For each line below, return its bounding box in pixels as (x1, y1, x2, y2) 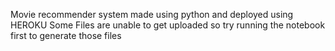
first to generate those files (10, 30, 122, 41)
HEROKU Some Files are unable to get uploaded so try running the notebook (10, 19, 326, 31)
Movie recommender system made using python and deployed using (10, 9, 294, 20)
